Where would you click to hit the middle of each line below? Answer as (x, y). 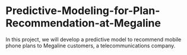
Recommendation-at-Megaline (83, 23)
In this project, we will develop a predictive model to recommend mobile (93, 39)
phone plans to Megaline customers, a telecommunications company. (91, 46)
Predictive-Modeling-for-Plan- (83, 11)
